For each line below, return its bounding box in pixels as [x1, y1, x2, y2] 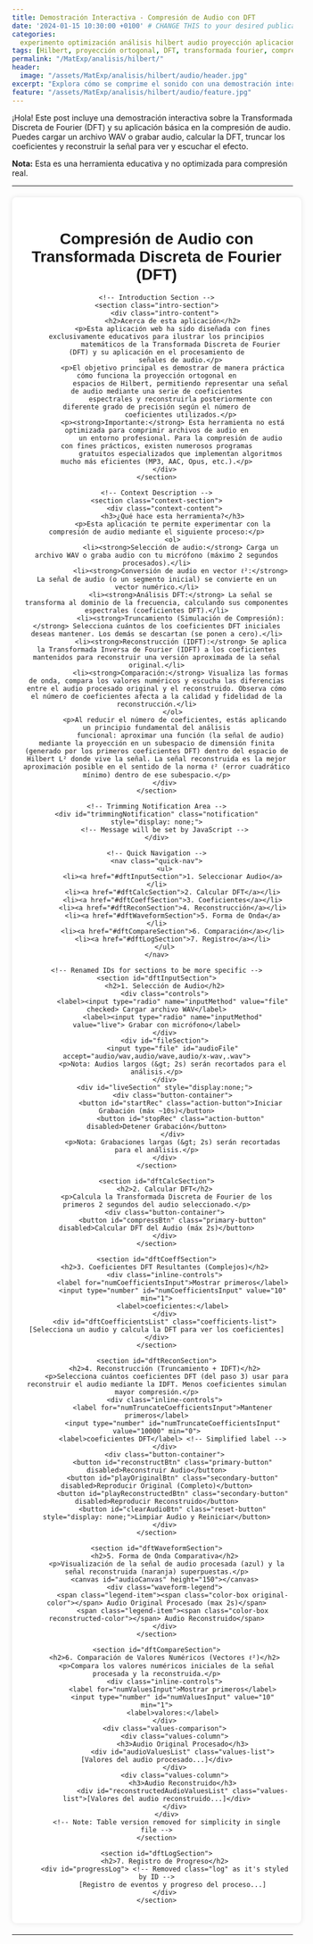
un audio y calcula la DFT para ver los [77, 1325, 229, 1334]
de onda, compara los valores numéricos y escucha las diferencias [29, 677, 285, 685]
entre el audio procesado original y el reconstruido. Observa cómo [26, 685, 287, 694]
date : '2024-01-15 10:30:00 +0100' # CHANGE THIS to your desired [12, 21, 264, 30]
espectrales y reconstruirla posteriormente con [88, 395, 273, 404]
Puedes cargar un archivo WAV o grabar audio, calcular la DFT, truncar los [12, 131, 285, 142]
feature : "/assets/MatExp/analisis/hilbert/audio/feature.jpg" [12, 87, 252, 96]
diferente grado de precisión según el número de [62, 403, 251, 411]
